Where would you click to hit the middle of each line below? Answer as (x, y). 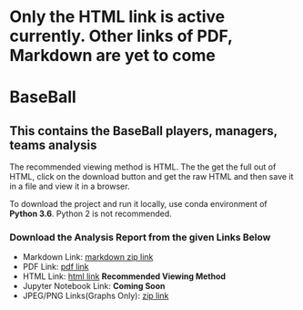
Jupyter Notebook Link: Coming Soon (94, 286)
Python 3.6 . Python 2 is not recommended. (91, 214)
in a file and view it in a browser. (70, 186)
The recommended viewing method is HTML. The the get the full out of (143, 167)
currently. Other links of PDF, (121, 36)
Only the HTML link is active (117, 17)
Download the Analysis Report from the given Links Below (140, 237)
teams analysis (53, 145)
